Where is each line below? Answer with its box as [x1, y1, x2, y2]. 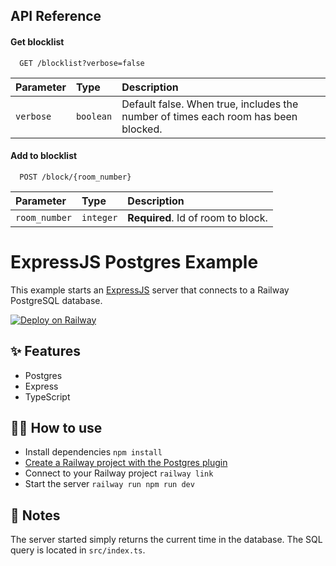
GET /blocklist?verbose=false [19, 58, 145, 68]
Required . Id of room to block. [127, 210, 268, 224]
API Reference [10, 8, 102, 25]
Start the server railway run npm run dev [24, 478, 195, 490]
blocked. [121, 122, 163, 136]
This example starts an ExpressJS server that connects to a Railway [10, 284, 290, 296]
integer [81, 212, 118, 223]
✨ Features [10, 343, 81, 360]
